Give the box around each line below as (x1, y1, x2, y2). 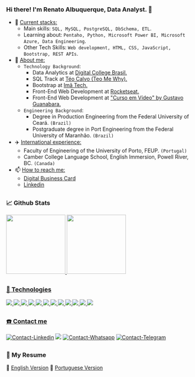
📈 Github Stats (6, 198, 50, 207)
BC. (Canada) (23, 160, 56, 167)
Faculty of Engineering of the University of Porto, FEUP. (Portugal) (23, 147, 187, 154)
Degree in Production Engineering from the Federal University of (32, 113, 189, 120)
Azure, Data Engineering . (23, 38, 87, 45)
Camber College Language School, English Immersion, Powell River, (23, 153, 189, 160)
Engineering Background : (23, 107, 84, 114)
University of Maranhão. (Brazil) (32, 132, 114, 139)
